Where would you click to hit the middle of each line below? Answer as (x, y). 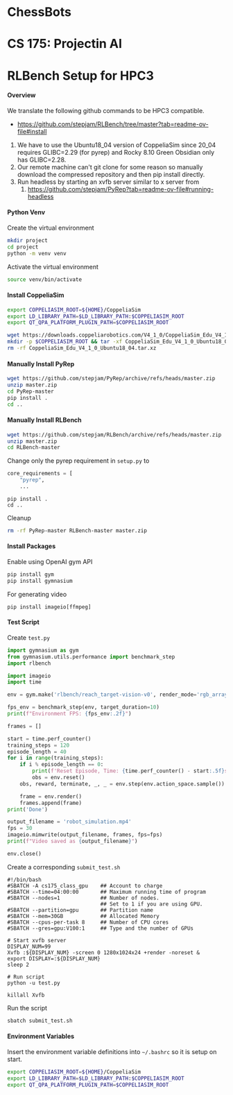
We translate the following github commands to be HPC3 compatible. (106, 110)
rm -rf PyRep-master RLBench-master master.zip (77, 530)
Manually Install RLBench (44, 420)
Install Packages (32, 546)
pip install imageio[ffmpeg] (49, 607)
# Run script (26, 977)
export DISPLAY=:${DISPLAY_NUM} (54, 958)
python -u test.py (34, 983)
